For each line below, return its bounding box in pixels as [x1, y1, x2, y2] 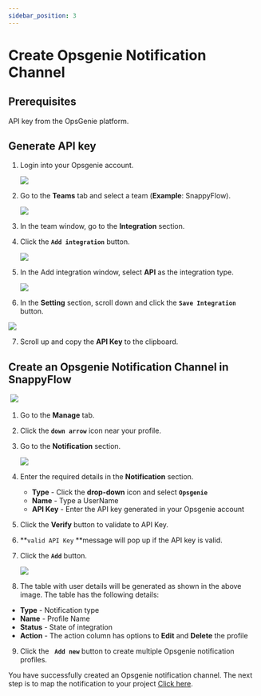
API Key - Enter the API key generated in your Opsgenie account [31, 505, 245, 514]
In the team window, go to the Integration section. [19, 222, 185, 231]
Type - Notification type [19, 606, 100, 615]
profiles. [19, 655, 48, 665]
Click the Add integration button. [19, 237, 130, 246]
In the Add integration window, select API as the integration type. [19, 267, 234, 277]
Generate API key [8, 139, 97, 153]
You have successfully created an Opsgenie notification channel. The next [8, 670, 253, 680]
